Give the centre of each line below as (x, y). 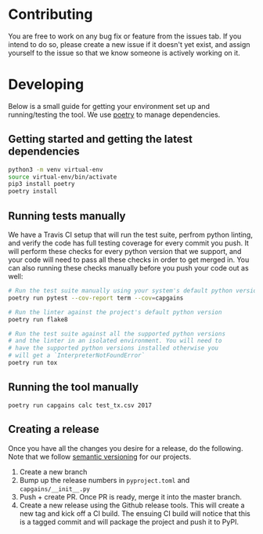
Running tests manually (67, 216)
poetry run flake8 (38, 319)
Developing (46, 85)
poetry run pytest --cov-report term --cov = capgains (96, 298)
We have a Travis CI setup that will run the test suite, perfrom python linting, (130, 234)
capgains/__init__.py (54, 489)
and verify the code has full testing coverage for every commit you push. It (128, 243)
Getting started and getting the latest (101, 139)
